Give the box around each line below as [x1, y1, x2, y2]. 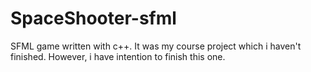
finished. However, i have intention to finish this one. [10, 50, 226, 62]
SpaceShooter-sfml [10, 7, 177, 30]
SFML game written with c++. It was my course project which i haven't [10, 40, 302, 52]
